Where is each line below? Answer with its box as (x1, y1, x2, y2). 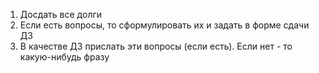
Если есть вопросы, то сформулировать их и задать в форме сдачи (19, 19, 310, 31)
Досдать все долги (19, 9, 103, 20)
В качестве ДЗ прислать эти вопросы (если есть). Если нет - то (19, 40, 293, 52)
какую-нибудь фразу (19, 51, 110, 63)
